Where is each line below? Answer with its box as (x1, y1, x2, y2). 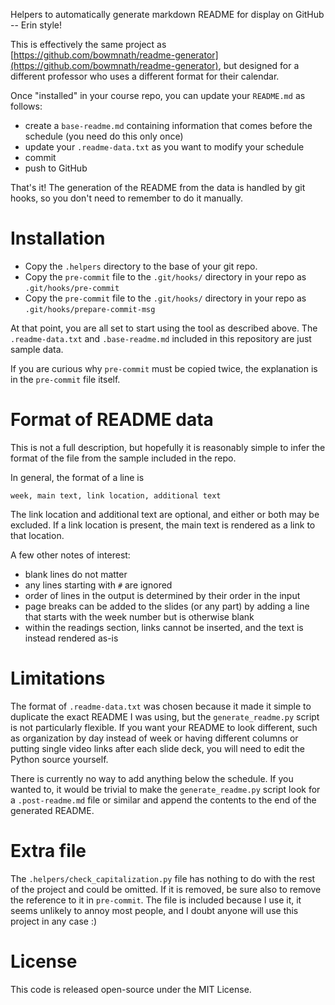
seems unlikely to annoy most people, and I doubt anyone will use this (10, 904, 299, 916)
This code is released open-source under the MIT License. (10, 983, 252, 995)
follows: (10, 100, 43, 112)
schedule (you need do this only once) (24, 130, 184, 142)
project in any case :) (10, 915, 98, 927)
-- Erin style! (10, 19, 62, 31)
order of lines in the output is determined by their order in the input (24, 589, 301, 601)
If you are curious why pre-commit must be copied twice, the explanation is (10, 362, 318, 374)
